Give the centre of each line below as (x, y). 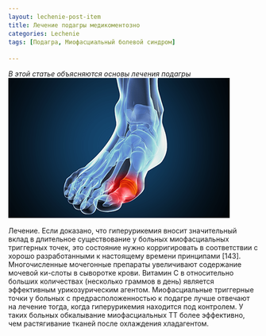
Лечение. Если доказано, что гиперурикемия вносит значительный (123, 231)
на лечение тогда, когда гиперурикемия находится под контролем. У (126, 307)
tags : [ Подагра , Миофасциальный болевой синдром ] (92, 42)
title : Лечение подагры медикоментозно (74, 25)
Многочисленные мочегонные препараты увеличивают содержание (125, 265)
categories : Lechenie (44, 33)
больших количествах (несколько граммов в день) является (111, 281)
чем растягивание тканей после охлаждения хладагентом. (108, 324)
